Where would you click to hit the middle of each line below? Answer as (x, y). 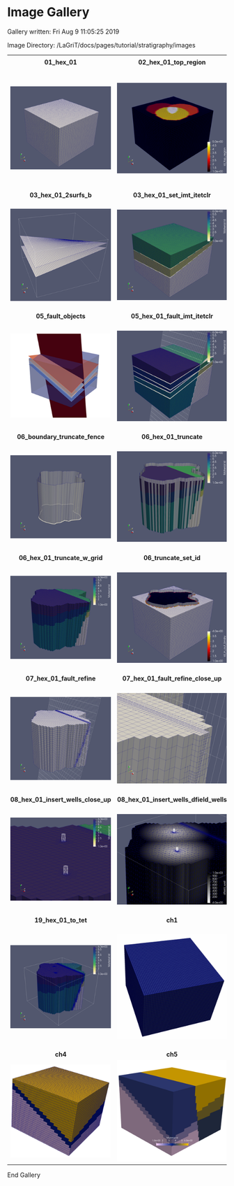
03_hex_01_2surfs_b (61, 195)
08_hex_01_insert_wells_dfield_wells (172, 799)
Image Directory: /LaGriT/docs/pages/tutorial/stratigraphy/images (102, 45)
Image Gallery (48, 12)
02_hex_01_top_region (172, 62)
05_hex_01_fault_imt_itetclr (172, 316)
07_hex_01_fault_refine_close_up (172, 678)
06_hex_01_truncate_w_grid (61, 557)
